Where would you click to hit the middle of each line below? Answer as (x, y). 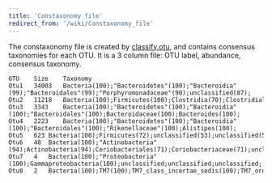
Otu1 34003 (30, 86)
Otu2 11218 (30, 100)
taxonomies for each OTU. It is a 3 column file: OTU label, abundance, (125, 55)
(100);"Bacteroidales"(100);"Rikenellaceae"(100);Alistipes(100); (123, 128)
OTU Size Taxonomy (50, 79)
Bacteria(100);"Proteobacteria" (103, 156)
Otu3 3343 (28, 107)
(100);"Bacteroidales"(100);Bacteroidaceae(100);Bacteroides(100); (125, 114)
